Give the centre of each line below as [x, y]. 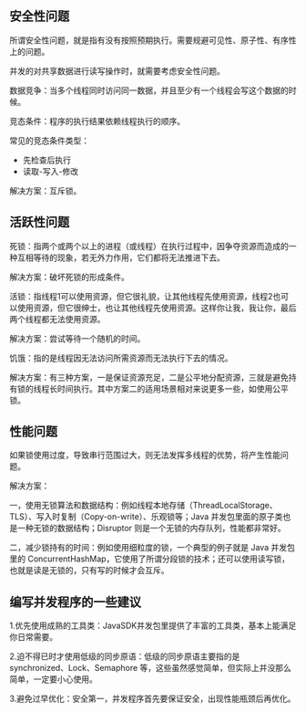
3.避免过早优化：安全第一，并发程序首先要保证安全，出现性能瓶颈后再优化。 [153, 699]
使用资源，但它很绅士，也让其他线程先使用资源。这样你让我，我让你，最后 [157, 308]
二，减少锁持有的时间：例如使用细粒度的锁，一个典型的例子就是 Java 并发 [148, 548]
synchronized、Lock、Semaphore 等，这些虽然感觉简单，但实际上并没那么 [150, 668]
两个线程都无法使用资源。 [57, 319]
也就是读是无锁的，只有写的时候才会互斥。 [89, 571]
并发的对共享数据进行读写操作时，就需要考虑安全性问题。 [117, 70]
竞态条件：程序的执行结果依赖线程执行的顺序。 [97, 120]
